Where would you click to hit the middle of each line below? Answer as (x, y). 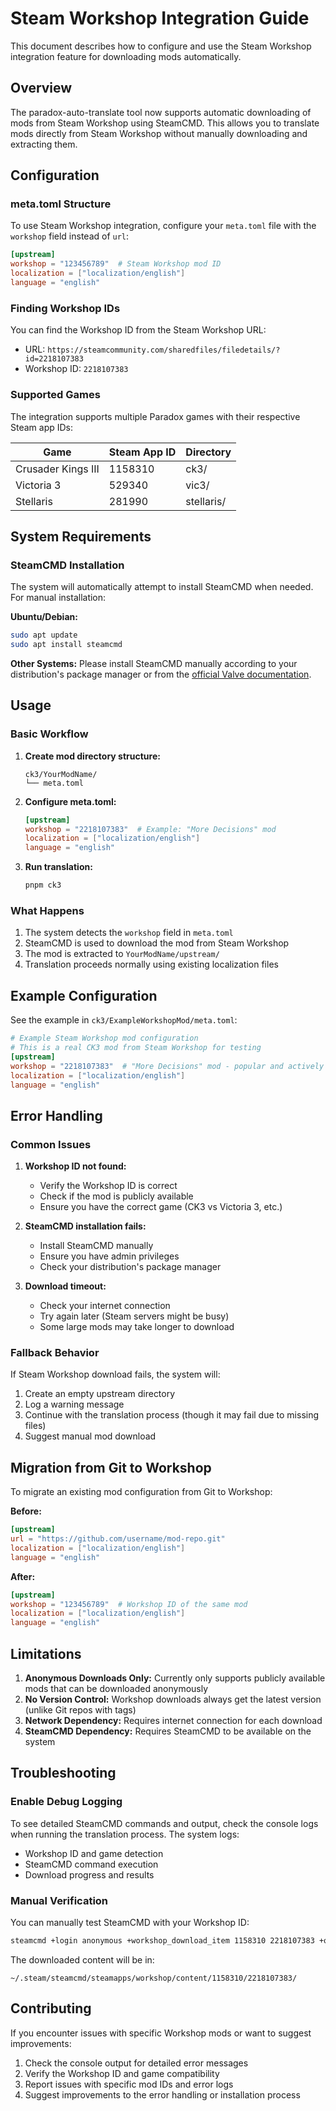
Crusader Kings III (57, 469)
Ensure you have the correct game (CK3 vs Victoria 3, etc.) (161, 1207)
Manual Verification (59, 1900)
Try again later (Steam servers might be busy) (134, 1316)
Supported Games (55, 395)
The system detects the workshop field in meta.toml (129, 933)
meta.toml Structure (61, 204)
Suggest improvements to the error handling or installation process (162, 2094)
